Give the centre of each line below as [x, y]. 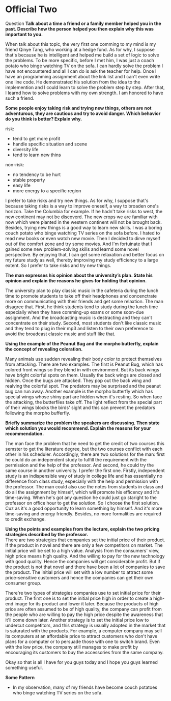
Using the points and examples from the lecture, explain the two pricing [82, 529]
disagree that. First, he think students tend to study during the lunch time [82, 307]
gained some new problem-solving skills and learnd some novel [72, 249]
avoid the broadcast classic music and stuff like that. [60, 334]
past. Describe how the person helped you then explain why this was [80, 28]
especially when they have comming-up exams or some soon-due [75, 312]
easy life [21, 185]
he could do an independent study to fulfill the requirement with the [76, 459]
